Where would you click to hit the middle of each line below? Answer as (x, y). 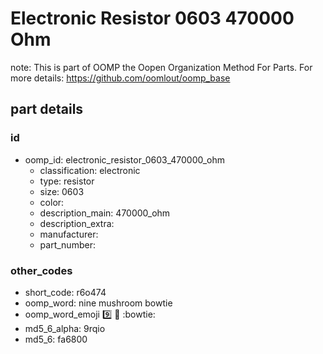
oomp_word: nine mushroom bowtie (98, 303)
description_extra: (77, 223)
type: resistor (67, 181)
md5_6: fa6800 (56, 339)
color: (52, 202)
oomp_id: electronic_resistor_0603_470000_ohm (125, 159)
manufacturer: (69, 234)
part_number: (67, 244)
